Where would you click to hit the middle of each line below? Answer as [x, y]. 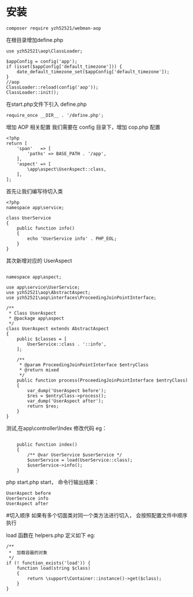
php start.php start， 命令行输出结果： [53, 482]
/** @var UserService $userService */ [75, 455]
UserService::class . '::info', [67, 344]
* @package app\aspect [36, 318]
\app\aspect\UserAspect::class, [67, 169]
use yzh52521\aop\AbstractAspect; [49, 292]
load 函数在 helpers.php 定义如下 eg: [51, 535]
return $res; [43, 406]
